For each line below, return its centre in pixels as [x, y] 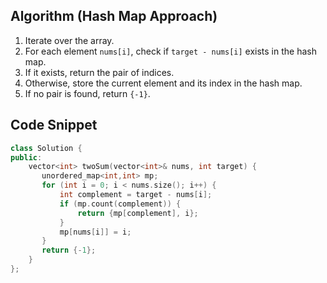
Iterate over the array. [69, 40]
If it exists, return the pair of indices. [99, 72]
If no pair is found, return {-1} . [87, 93]
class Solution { [46, 148]
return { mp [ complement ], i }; [138, 213]
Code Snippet [54, 125]
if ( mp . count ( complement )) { [120, 204]
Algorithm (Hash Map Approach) [114, 16]
